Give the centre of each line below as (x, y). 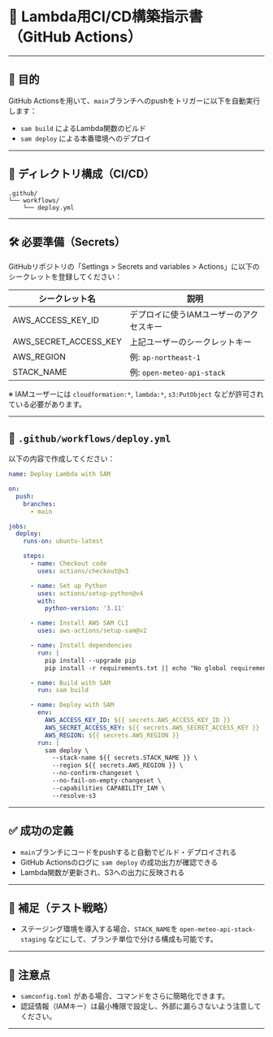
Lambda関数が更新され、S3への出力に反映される (102, 872)
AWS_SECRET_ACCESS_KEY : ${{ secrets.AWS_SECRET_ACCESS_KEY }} (152, 728)
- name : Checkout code (68, 564)
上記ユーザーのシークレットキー (191, 342)
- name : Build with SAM (70, 683)
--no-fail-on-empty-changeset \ (106, 781)
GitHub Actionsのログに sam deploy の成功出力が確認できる (119, 862)
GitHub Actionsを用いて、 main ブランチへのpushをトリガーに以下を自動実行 (134, 100)
